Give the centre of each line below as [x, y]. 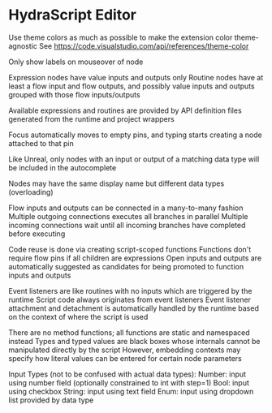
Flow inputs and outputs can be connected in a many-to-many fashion [126, 208]
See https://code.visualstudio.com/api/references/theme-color [144, 45]
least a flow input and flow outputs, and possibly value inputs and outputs [132, 86]
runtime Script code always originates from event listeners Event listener [130, 299]
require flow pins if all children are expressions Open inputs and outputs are [135, 258]
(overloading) [31, 191]
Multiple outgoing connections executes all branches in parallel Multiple [128, 216]
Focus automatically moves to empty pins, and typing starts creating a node [135, 135]
